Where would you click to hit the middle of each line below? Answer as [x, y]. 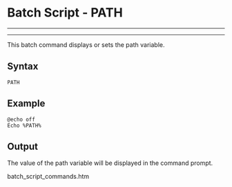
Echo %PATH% [24, 126]
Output [22, 146]
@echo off [21, 119]
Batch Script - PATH [65, 13]
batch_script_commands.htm [48, 177]
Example [26, 104]
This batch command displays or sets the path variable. [86, 45]
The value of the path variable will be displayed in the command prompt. [110, 163]
